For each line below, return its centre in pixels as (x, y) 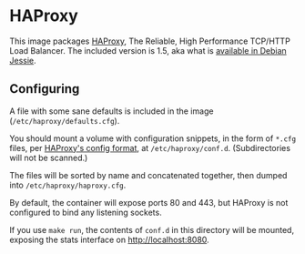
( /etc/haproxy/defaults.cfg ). (65, 120)
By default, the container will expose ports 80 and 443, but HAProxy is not (149, 202)
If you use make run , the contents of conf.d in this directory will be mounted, (152, 229)
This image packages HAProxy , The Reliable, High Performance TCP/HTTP (150, 41)
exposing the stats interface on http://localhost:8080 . (109, 239)
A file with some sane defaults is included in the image (112, 111)
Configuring (45, 89)
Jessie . (23, 60)
